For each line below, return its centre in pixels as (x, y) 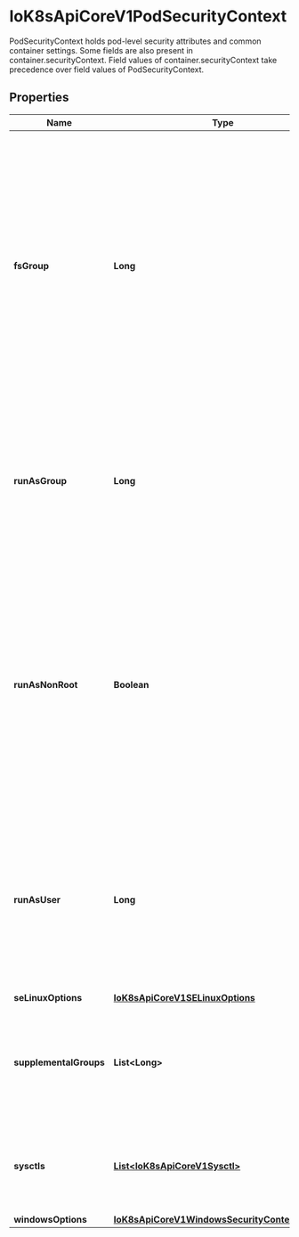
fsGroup (32, 266)
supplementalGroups (59, 1062)
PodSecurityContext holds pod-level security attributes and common (135, 41)
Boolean (131, 684)
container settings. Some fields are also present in (101, 50)
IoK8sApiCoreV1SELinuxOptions (184, 997)
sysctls (30, 1166)
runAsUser (37, 899)
